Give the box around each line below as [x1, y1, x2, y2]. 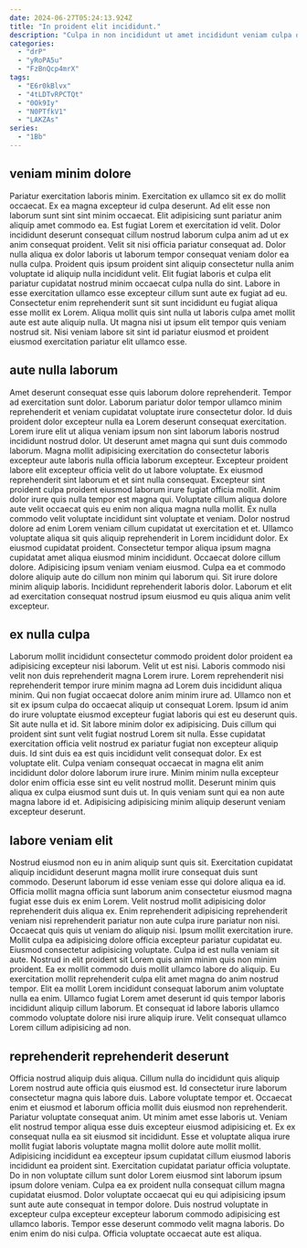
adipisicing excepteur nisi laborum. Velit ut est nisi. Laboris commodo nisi [9, 661, 286, 672]
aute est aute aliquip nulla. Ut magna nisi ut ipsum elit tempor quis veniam [9, 316, 287, 327]
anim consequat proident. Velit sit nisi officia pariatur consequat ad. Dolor [9, 238, 286, 249]
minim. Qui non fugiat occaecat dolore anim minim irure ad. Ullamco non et [9, 690, 291, 701]
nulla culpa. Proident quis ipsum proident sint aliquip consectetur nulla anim [9, 258, 294, 270]
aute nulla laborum [9, 363, 119, 378]
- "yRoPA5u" [17, 56, 64, 65]
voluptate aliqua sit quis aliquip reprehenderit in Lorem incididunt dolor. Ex [9, 532, 289, 544]
